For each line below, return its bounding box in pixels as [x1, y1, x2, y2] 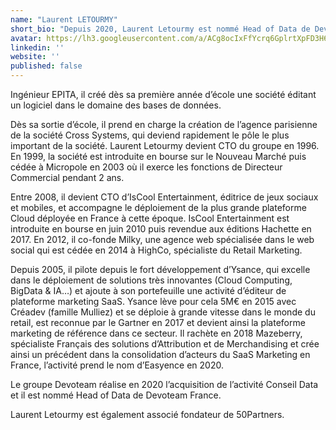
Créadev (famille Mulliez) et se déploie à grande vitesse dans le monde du [10, 306, 316, 318]
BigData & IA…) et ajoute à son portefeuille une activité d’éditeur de [10, 285, 287, 296]
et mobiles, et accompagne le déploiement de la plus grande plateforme [10, 202, 307, 213]
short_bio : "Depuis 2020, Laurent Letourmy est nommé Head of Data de [10, 24, 311, 34]
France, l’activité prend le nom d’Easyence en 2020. [10, 359, 224, 371]
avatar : [10, 33, 43, 43]
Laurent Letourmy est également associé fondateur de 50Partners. [10, 409, 285, 420]
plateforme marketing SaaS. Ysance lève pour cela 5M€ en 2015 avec [10, 296, 297, 307]
